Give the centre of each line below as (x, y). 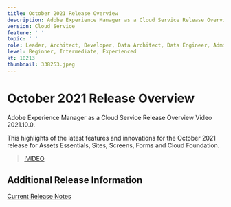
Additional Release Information (75, 180)
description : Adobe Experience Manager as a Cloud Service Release (106, 20)
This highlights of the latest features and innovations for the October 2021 (112, 138)
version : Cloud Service (41, 26)
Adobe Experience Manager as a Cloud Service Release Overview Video (110, 117)
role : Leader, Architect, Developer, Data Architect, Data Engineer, (109, 45)
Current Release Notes (39, 197)
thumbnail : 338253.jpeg (41, 64)
